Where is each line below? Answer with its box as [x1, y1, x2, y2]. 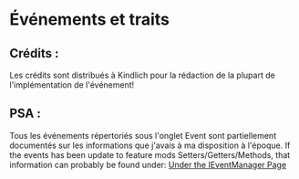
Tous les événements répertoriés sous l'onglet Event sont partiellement [9, 130, 276, 141]
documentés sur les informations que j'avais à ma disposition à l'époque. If [9, 140, 291, 151]
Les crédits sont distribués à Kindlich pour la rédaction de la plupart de [9, 69, 275, 80]
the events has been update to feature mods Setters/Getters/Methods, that [9, 149, 291, 160]
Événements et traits [9, 9, 170, 30]
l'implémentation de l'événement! [9, 79, 135, 90]
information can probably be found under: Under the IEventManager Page [9, 159, 287, 170]
